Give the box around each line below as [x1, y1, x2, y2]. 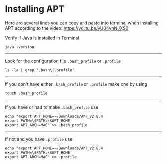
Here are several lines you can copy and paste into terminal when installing [5, 20, 159, 26]
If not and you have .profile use [5, 136, 73, 142]
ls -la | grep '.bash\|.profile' [5, 67, 75, 73]
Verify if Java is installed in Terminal [5, 35, 79, 41]
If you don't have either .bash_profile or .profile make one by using [5, 81, 148, 87]
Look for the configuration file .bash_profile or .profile [5, 58, 121, 64]
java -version [5, 44, 35, 49]
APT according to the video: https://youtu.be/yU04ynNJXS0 [5, 25, 129, 31]
